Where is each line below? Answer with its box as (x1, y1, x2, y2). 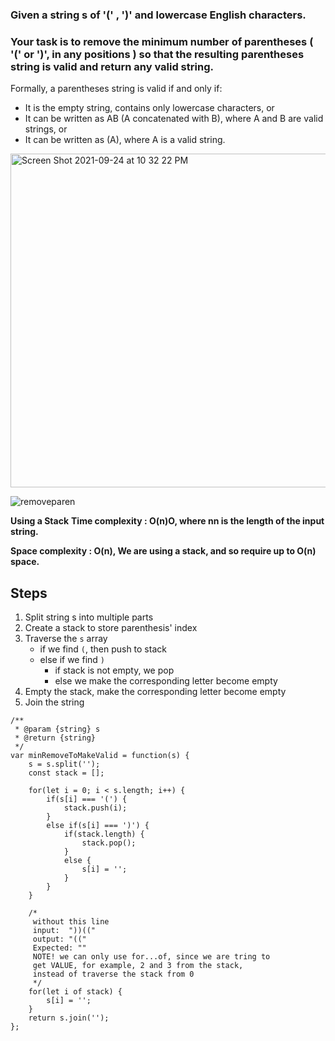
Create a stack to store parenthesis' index (24, 622, 198, 634)
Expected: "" (32, 943, 87, 953)
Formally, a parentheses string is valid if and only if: (10, 83, 223, 95)
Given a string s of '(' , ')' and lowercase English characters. (10, 8, 307, 22)
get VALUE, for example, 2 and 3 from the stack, (32, 961, 244, 971)
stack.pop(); (81, 838, 137, 848)
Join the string (24, 696, 85, 708)
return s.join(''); (28, 1013, 110, 1023)
